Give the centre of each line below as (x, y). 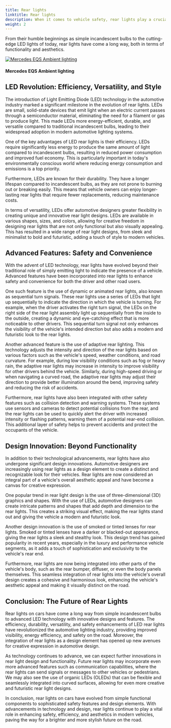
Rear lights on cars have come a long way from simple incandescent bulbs (83, 613)
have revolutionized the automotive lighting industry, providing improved (81, 630)
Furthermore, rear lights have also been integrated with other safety (76, 398)
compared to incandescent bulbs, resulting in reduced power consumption (83, 152)
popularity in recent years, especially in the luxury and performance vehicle (84, 543)
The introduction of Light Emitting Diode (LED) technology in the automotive (85, 99)
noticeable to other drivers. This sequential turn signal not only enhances (82, 324)
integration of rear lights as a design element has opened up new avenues (83, 641)
